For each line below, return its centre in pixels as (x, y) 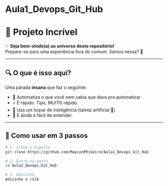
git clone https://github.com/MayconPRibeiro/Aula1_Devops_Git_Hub (77, 152)
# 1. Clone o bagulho (28, 147)
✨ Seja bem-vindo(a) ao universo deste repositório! (60, 46)
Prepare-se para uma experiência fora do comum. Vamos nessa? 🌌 (74, 52)
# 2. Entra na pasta (27, 161)
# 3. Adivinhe (20, 175)
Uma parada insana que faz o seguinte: (46, 87)
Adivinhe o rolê (22, 179)
